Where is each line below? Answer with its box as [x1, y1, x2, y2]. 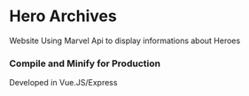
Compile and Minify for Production [9, 57, 161, 70]
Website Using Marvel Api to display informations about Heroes [9, 35, 241, 46]
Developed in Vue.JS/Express [9, 78, 118, 88]
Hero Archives [9, 6, 117, 26]
